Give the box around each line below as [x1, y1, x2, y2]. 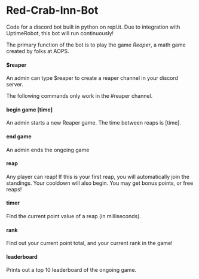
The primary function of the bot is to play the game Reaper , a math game [6, 41, 186, 48]
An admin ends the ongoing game [6, 146, 90, 153]
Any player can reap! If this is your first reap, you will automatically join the [6, 173, 190, 180]
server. [6, 81, 24, 88]
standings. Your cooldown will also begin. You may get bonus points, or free [6, 179, 194, 187]
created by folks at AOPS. [6, 47, 70, 54]
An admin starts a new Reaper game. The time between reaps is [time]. [6, 119, 181, 126]
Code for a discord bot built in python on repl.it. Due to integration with [6, 23, 180, 30]
